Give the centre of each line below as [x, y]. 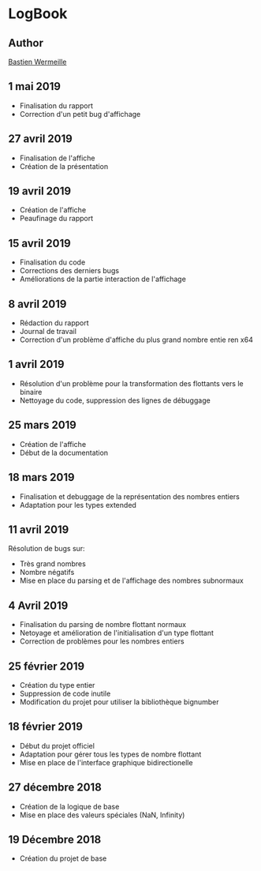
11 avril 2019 [39, 529]
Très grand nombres [53, 564]
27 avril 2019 [40, 139]
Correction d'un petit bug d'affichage [80, 114]
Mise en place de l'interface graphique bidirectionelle [106, 762]
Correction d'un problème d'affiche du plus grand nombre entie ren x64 [136, 340]
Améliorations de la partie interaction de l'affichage [103, 279]
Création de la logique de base [69, 806]
